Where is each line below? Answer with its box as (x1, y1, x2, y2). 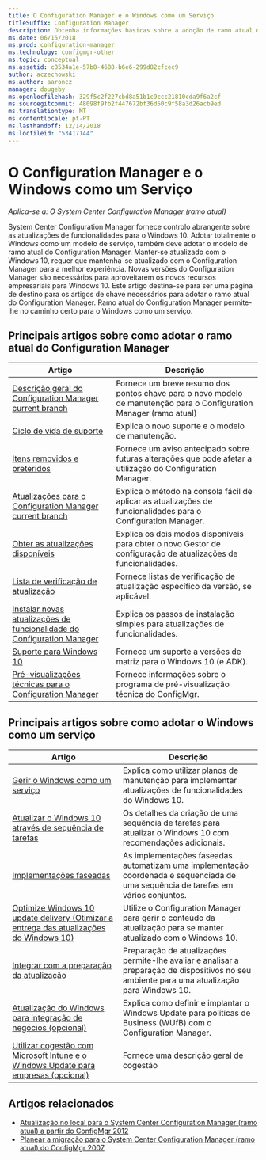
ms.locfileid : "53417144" (8, 129, 93, 137)
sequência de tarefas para (122, 817, 220, 828)
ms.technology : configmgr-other (8, 48, 115, 56)
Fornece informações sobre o (116, 669, 226, 680)
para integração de (12, 1013, 83, 1024)
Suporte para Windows (12, 646, 98, 657)
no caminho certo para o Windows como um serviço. (19, 306, 193, 315)
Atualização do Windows (12, 1002, 104, 1014)
